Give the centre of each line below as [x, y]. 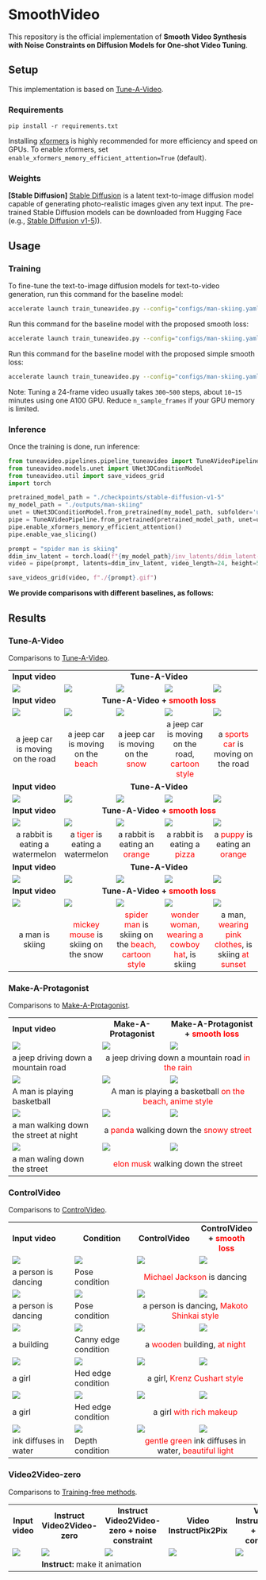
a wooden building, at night [196, 1345]
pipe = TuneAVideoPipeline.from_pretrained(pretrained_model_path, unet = [133, 520]
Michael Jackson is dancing [196, 1277]
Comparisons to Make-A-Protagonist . [69, 1005]
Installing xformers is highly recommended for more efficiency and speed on [133, 141]
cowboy [185, 944]
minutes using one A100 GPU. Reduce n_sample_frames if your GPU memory [131, 400]
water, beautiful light [195, 1451]
